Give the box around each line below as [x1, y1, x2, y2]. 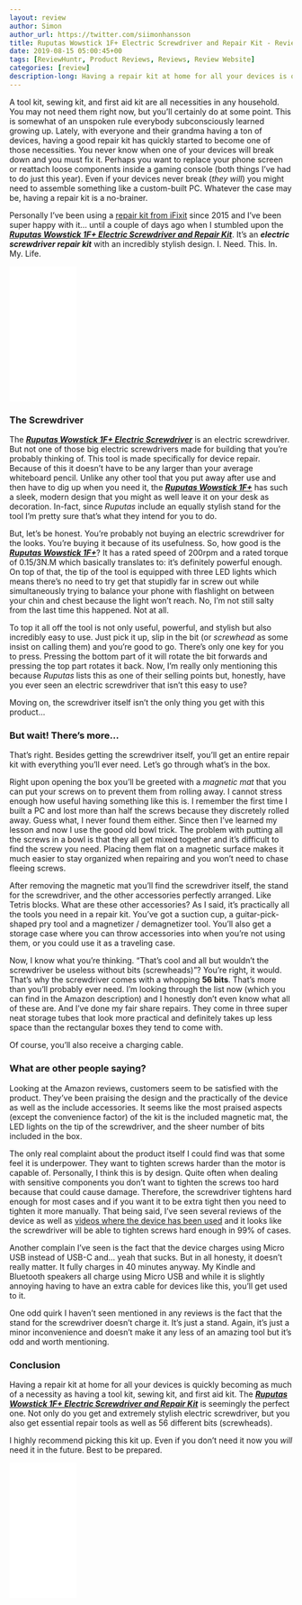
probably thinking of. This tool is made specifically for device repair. [9, 453, 261, 464]
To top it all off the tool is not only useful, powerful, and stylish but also [9, 623, 272, 634]
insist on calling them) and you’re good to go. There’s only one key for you [9, 642, 285, 652]
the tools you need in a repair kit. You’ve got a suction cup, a [9, 909, 234, 920]
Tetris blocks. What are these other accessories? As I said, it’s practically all [9, 899, 290, 910]
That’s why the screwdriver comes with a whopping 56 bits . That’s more [9, 974, 277, 985]
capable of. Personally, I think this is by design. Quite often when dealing [9, 1167, 279, 1178]
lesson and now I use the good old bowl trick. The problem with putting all [9, 825, 283, 835]
